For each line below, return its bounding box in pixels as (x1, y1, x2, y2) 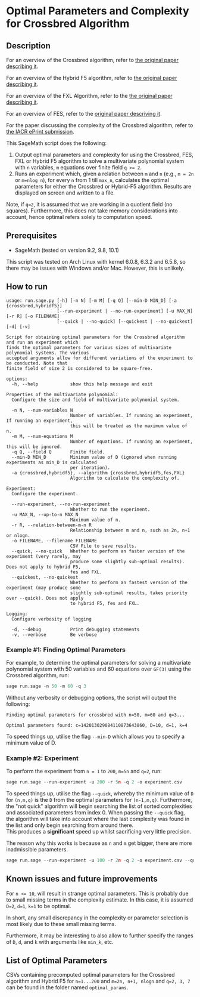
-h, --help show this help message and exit (11, 381, 153, 387)
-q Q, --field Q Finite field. (11, 449, 105, 455)
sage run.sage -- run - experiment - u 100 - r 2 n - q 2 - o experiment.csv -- (6, 857, 190, 863)
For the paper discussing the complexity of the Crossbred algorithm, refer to (6, 122, 193, 129)
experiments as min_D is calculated (6, 459, 97, 465)
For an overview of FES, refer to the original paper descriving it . (6, 110, 162, 117)
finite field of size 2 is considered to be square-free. (6, 365, 153, 371)
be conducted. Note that (6, 360, 68, 366)
